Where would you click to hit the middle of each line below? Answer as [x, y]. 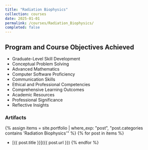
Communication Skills [34, 79]
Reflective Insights [30, 105]
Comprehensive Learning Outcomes [48, 90]
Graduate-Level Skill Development [46, 59]
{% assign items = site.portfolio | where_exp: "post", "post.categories [74, 128]
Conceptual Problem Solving [40, 64]
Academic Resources [33, 94]
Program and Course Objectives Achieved [70, 47]
